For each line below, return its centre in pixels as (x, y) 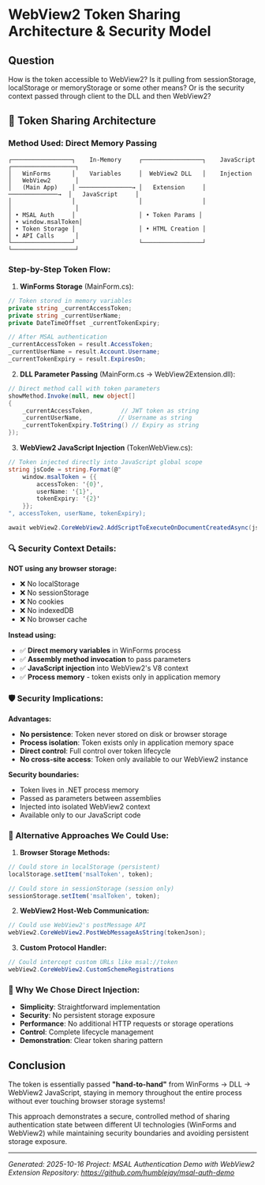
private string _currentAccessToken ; (70, 308)
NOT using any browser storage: (62, 569)
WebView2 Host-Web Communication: (84, 911)
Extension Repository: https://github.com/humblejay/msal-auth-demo (121, 1172)
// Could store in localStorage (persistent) (84, 867)
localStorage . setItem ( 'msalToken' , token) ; (81, 874)
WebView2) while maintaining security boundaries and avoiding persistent (129, 1133)
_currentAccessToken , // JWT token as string (111, 411)
